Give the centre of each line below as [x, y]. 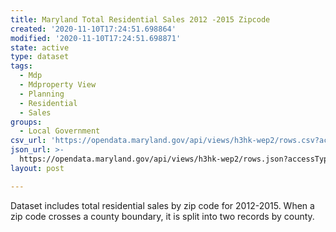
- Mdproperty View [58, 85]
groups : [26, 122]
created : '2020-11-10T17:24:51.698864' [93, 29]
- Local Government [60, 131]
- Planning [42, 94]
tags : [21, 66]
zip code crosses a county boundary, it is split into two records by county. [162, 216]
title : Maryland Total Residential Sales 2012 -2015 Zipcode [140, 19]
